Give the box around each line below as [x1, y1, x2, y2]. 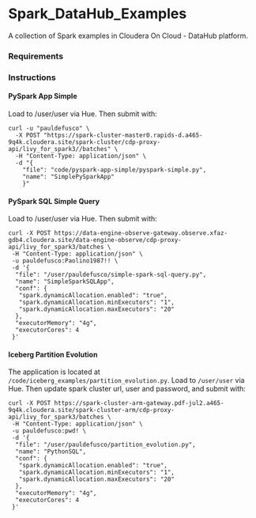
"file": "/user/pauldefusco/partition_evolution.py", [15, 440, 196, 449]
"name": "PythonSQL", [15, 448, 87, 456]
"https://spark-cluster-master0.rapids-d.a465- [43, 131, 203, 139]
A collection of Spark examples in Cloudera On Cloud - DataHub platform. [8, 31, 249, 40]
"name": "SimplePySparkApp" [22, 172, 115, 180]
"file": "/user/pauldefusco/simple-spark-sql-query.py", [15, 270, 207, 279]
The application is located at [8, 367, 100, 376]
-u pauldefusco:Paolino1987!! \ [11, 257, 119, 265]
